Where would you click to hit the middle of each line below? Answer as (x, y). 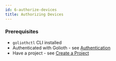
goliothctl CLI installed (37, 42)
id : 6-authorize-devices (31, 10)
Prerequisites (22, 32)
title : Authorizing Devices (34, 14)
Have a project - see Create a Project (50, 53)
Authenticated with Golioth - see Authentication (61, 48)
